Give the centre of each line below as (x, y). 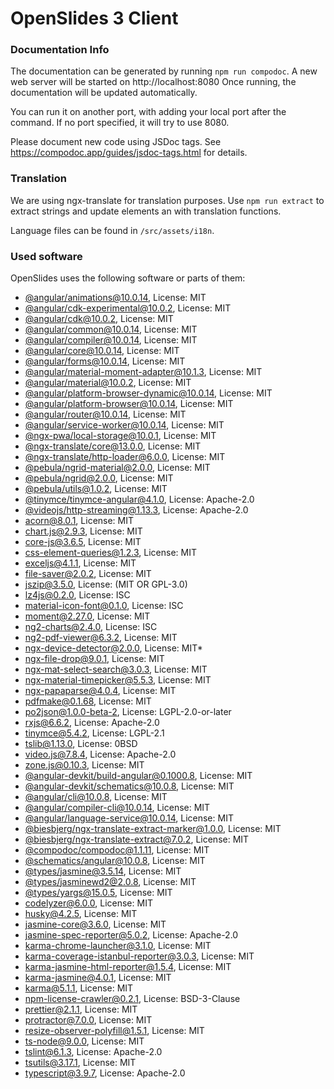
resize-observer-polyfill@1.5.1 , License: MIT (114, 1031)
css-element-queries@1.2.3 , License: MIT (110, 553)
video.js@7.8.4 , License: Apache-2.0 (100, 754)
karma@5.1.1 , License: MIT (79, 988)
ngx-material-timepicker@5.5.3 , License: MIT (118, 680)
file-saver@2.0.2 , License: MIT (88, 574)
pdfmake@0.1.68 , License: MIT (88, 701)
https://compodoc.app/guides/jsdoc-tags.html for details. (129, 153)
